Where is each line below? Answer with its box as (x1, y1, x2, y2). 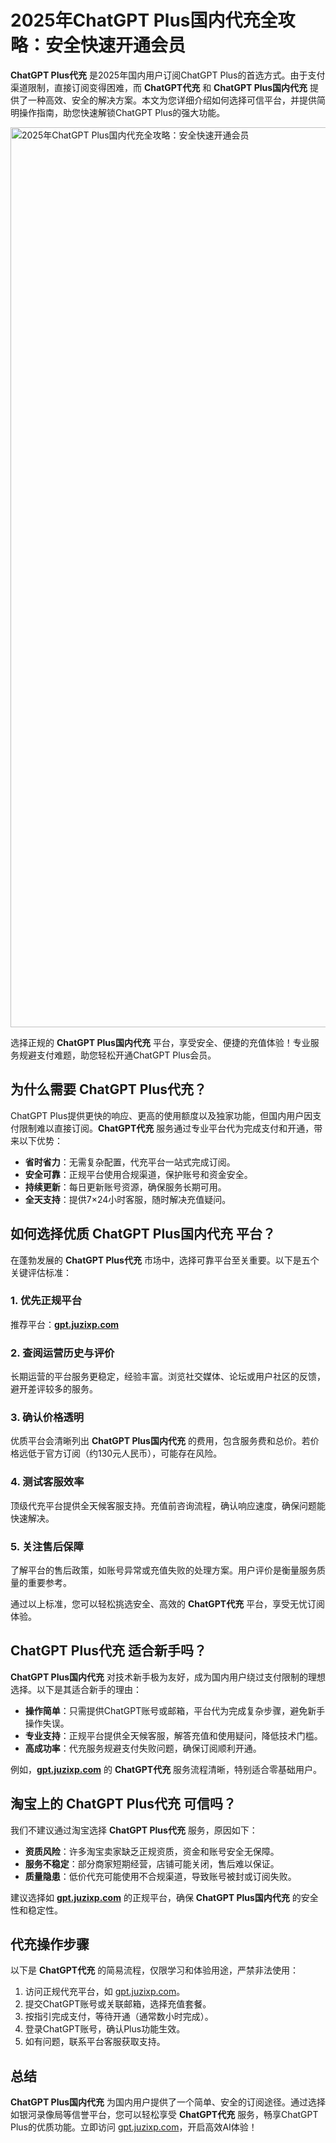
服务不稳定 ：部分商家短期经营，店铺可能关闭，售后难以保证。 (24, 1857, 280, 1870)
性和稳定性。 (10, 1904, 63, 1916)
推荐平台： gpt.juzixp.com (10, 1318, 120, 1330)
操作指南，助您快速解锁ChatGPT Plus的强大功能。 (18, 106, 226, 118)
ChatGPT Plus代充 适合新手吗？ (10, 1642, 207, 1660)
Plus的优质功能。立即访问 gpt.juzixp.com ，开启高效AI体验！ (10, 2121, 258, 2133)
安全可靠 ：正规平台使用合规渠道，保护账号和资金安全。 (24, 1168, 253, 1180)
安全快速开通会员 (45, 34, 187, 57)
